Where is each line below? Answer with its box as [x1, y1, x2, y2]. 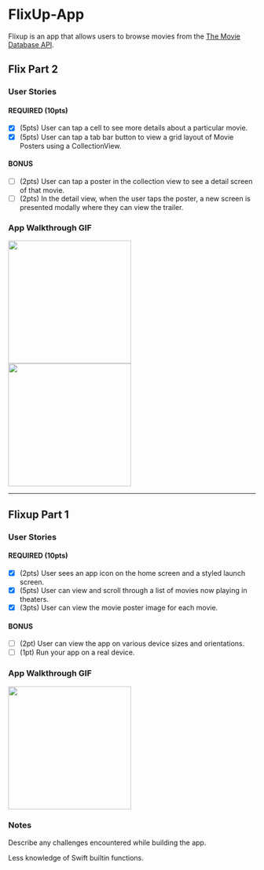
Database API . [8, 39, 54, 49]
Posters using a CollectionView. [19, 141, 122, 150]
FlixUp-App [8, 6, 85, 24]
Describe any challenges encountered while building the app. [8, 838, 207, 847]
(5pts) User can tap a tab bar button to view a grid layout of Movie [19, 132, 234, 142]
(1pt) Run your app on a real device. [19, 647, 135, 658]
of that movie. [19, 185, 65, 194]
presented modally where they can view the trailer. [19, 202, 184, 212]
